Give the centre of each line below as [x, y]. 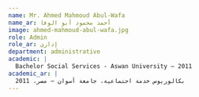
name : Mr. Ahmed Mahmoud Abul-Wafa [67, 15]
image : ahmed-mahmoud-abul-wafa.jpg [68, 30]
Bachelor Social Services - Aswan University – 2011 [104, 66]
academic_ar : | [33, 74]
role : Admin [28, 37]
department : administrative [54, 52]
